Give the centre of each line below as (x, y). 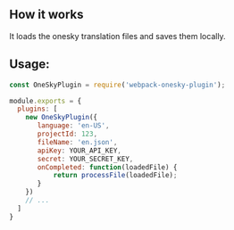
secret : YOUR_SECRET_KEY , (85, 159)
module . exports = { (46, 101)
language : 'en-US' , (73, 126)
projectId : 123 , (67, 134)
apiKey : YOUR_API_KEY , (79, 151)
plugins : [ (38, 109)
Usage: (30, 65)
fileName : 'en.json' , (77, 142)
